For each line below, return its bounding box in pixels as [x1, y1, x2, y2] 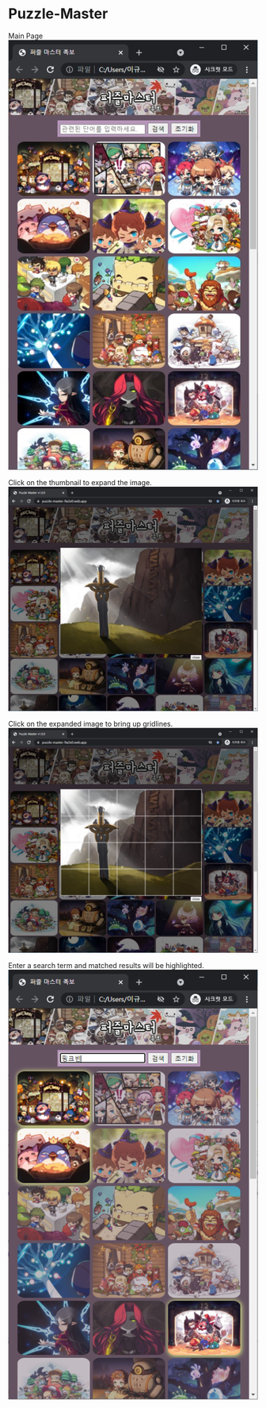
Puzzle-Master [8, 5, 108, 23]
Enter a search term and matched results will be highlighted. [8, 961, 204, 970]
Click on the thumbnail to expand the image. [8, 477, 152, 487]
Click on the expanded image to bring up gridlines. [8, 719, 173, 729]
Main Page [8, 31, 44, 41]
